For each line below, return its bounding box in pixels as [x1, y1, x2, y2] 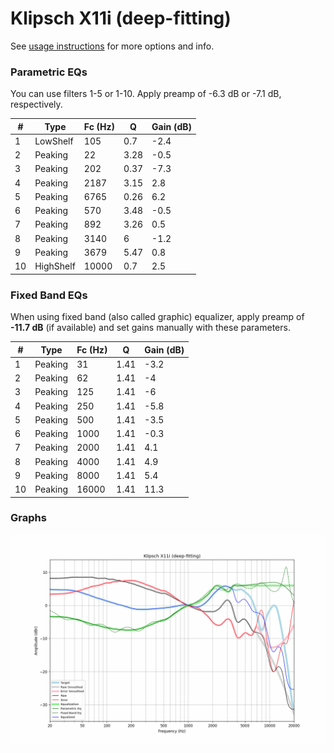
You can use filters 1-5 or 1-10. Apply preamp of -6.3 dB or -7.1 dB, [10, 88, 282, 100]
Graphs [10, 511, 47, 525]
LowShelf [34, 135, 74, 147]
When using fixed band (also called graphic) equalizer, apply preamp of [10, 311, 305, 323]
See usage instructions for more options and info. [10, 40, 215, 52]
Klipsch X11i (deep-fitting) [10, 7, 232, 30]
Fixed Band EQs [10, 288, 88, 302]
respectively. [10, 98, 63, 111]
